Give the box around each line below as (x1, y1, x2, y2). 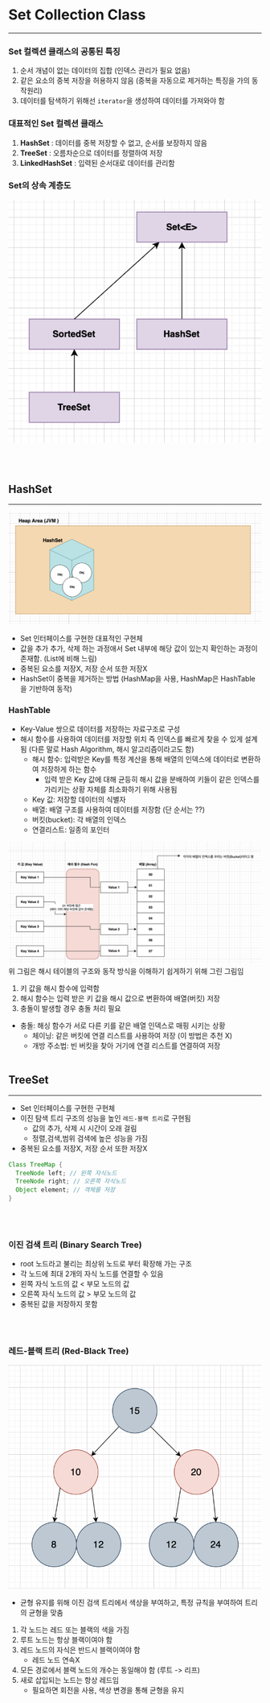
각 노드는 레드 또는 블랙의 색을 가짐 (19, 1625, 130, 1635)
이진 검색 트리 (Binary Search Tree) (8, 1239, 142, 1250)
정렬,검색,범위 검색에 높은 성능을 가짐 (31, 1133, 149, 1143)
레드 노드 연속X (31, 1655, 80, 1664)
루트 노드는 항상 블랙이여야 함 (19, 1635, 112, 1644)
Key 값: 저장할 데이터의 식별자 (31, 794, 126, 804)
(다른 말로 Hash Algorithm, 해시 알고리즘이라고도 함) (28, 744, 194, 754)
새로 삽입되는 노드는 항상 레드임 (19, 1675, 119, 1684)
